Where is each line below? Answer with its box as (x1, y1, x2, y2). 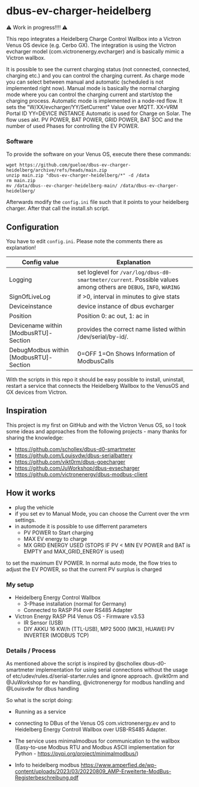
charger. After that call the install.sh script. (6, 205, 110, 212)
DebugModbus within (9, 346, 69, 354)
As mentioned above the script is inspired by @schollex (6, 660, 142, 667)
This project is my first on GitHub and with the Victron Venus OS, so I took (6, 421, 187, 428)
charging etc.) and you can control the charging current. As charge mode (6, 72, 185, 79)
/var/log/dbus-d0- (120, 269, 172, 276)
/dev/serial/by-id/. (77, 333, 129, 341)
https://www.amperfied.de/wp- (81, 761, 157, 769)
